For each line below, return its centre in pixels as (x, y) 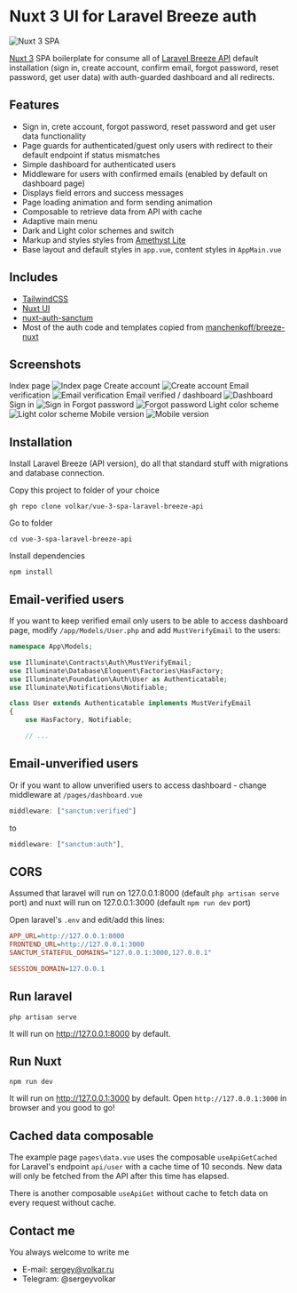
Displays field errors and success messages (103, 192)
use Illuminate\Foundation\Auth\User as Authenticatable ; (118, 679)
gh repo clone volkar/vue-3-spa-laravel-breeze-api (106, 507)
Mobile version (117, 414)
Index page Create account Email (129, 386)
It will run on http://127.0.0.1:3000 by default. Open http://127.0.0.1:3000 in (148, 1098)
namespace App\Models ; (51, 646)
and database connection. (57, 473)
